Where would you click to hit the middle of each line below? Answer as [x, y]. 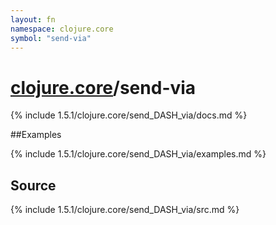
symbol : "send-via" [51, 38]
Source [33, 185]
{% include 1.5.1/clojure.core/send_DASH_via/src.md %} [125, 210]
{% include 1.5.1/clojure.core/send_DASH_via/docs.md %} [129, 115]
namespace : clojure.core [62, 29]
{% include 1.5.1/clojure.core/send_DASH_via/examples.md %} [138, 154]
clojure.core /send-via [103, 87]
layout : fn [33, 19]
